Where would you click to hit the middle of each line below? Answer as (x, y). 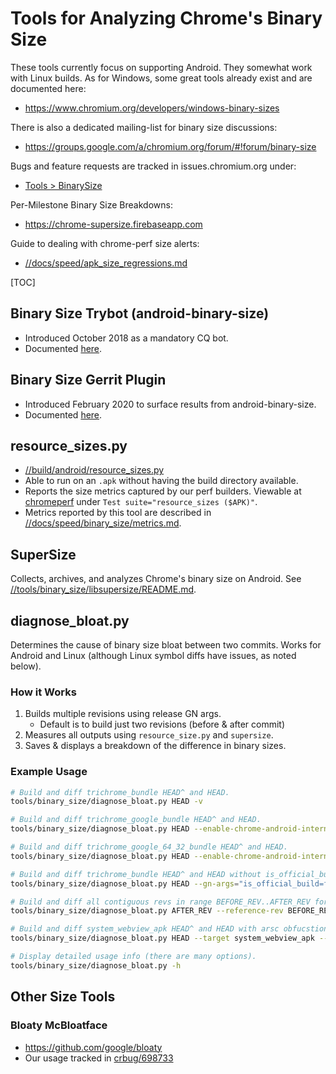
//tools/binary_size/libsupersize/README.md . (103, 589)
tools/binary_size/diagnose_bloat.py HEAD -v (106, 802)
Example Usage (49, 772)
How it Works (43, 692)
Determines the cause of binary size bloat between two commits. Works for (166, 645)
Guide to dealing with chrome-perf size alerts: (105, 243)
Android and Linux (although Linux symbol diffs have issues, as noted (153, 655)
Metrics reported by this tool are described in (118, 513)
